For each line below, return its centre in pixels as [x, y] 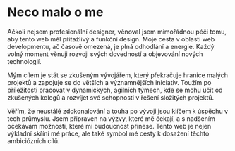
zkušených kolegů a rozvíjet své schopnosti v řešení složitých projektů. [111, 97]
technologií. [24, 61]
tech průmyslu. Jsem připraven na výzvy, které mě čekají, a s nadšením [111, 118]
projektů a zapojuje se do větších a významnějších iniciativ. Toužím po [109, 82]
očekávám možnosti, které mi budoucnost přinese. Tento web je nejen [109, 126]
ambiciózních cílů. [34, 140]
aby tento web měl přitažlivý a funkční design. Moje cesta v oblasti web [111, 39]
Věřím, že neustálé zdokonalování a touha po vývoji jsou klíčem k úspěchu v [117, 111]
